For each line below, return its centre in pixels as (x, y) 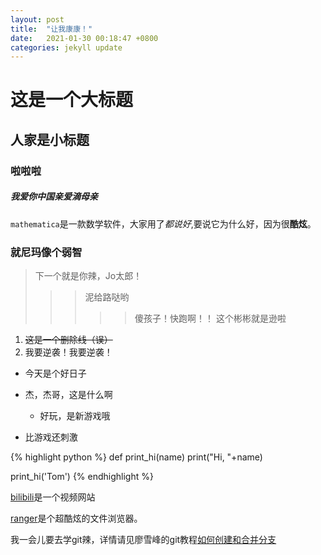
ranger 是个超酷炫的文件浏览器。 (76, 518)
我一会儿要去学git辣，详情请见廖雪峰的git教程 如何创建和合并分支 (143, 540)
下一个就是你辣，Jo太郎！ (88, 276)
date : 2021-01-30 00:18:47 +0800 (84, 38)
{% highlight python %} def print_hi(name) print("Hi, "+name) (136, 457)
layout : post (37, 19)
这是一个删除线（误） (68, 340)
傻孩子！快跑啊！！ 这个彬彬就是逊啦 (210, 318)
